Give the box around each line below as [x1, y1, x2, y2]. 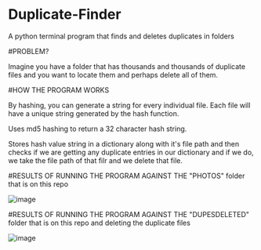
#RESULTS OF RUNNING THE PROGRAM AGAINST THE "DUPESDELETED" [8, 209, 249, 219]
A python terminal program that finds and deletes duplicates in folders [8, 31, 235, 41]
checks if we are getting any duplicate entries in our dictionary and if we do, [8, 147, 254, 157]
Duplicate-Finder [8, 5, 121, 24]
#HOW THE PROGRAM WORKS [8, 85, 110, 95]
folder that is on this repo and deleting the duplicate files [8, 218, 190, 227]
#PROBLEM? [8, 46, 49, 56]
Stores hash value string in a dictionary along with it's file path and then [8, 139, 240, 148]
